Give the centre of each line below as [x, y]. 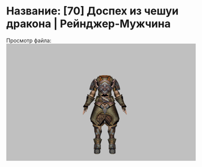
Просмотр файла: [29, 40]
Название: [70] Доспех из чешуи [93, 11]
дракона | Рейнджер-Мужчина [89, 24]
